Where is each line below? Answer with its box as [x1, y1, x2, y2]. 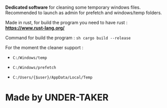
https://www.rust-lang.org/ [5, 25, 65, 31]
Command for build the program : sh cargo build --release [5, 35, 131, 41]
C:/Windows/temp [12, 55, 47, 60]
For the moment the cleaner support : [5, 45, 84, 50]
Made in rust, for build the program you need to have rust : [5, 20, 128, 25]
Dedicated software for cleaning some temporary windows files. [5, 5, 141, 10]
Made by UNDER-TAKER [5, 92, 109, 103]
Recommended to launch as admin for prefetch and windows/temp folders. [5, 10, 162, 16]
